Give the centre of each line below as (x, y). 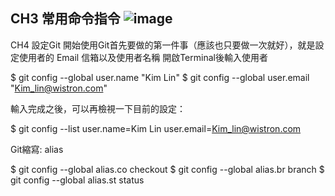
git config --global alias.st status (77, 180)
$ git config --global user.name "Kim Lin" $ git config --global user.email (160, 77)
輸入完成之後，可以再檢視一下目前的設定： (98, 108)
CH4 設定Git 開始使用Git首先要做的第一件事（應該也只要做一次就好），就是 (163, 45)
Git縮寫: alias (37, 149)
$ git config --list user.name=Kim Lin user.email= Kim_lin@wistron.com (156, 128)
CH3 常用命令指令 (65, 19)
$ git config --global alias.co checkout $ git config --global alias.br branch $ (167, 169)
